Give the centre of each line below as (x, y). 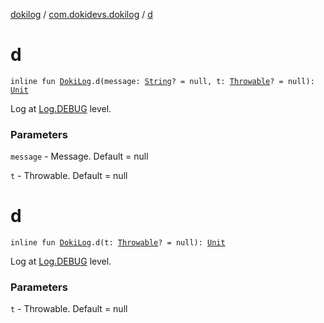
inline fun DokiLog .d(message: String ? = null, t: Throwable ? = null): (162, 81)
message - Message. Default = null (79, 156)
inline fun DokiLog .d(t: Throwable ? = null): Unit (118, 243)
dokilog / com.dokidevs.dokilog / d (81, 14)
